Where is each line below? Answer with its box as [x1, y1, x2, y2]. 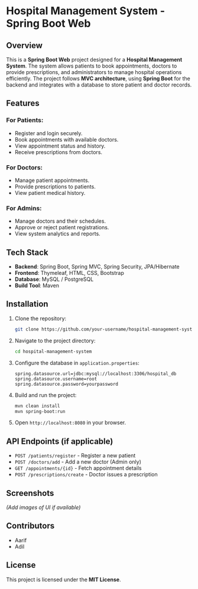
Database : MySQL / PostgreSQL [14, 276, 94, 283]
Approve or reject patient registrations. [14, 224, 109, 231]
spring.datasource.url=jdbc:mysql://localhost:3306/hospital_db [14, 370, 177, 377]
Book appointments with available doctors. [14, 136, 119, 143]
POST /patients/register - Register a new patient [14, 452, 136, 459]
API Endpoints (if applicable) [6, 436, 113, 446]
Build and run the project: [14, 391, 77, 398]
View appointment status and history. [14, 142, 106, 149]
